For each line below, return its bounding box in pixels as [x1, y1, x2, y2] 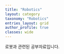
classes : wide [5, 30, 34, 35]
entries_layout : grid [5, 20, 49, 26]
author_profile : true [5, 25, 49, 30]
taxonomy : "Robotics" [5, 16, 49, 21]
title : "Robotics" [5, 7, 42, 12]
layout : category [5, 12, 40, 17]
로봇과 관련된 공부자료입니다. [5, 44, 60, 49]
